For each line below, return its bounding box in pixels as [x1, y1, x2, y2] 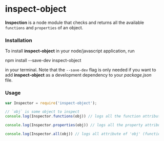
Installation [5, 37, 33, 43]
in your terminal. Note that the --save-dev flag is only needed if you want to [5, 67, 156, 73]
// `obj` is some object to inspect [5, 109, 80, 114]
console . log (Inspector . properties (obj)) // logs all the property [5, 123, 143, 128]
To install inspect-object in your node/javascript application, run [5, 48, 135, 54]
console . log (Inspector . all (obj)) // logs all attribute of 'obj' [5, 132, 141, 137]
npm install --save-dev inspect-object [5, 58, 82, 63]
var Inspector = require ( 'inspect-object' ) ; [5, 101, 97, 105]
